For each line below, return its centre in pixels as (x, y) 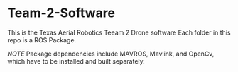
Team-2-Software (61, 13)
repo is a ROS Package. (42, 40)
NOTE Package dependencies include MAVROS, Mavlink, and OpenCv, (111, 54)
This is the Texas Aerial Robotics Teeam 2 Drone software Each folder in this (119, 32)
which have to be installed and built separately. (76, 61)
